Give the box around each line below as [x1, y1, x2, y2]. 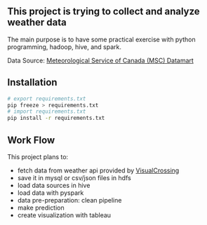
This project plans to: [7, 152, 69, 161]
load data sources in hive [17, 181, 91, 189]
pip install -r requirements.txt [7, 115, 105, 122]
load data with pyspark [17, 189, 84, 197]
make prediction [17, 203, 65, 212]
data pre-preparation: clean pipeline [17, 196, 122, 204]
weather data [7, 17, 67, 29]
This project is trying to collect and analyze [7, 6, 200, 18]
